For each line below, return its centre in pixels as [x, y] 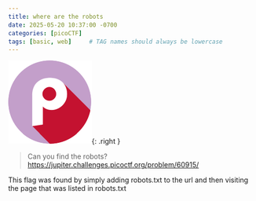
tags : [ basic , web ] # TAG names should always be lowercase [115, 42]
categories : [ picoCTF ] [45, 33]
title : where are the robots [56, 16]
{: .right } [106, 141]
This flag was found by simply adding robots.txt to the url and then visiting [128, 180]
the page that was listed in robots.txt [68, 188]
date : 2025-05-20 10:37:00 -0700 [63, 25]
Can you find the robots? [67, 156]
